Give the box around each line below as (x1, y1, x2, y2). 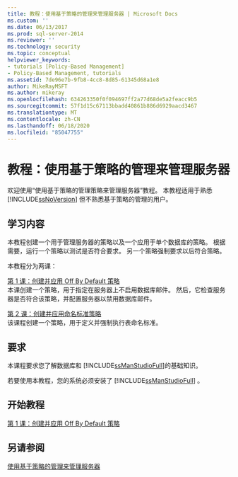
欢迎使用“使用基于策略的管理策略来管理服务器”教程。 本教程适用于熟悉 (7, 186, 213, 195)
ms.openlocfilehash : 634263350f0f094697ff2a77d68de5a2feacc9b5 (7, 96, 198, 103)
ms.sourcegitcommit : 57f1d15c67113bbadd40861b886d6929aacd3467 (7, 103, 198, 110)
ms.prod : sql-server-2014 (7, 30, 83, 38)
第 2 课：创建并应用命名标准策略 (7, 309, 102, 318)
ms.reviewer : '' (7, 37, 55, 44)
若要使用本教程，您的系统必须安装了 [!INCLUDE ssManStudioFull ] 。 (7, 376, 204, 384)
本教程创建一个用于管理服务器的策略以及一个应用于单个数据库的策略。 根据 (7, 238, 226, 246)
